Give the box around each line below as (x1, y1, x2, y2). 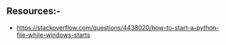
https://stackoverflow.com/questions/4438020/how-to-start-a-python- (16, 23, 220, 31)
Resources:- (6, 5, 61, 17)
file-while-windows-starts (16, 31, 90, 39)
